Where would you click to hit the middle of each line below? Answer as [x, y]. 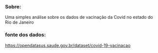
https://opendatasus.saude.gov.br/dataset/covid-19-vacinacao [68, 45]
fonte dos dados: [26, 35]
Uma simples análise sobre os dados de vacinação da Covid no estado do [79, 17]
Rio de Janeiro [19, 22]
